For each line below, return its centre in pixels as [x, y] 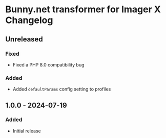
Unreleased [24, 39]
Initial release [27, 131]
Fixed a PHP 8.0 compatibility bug [48, 64]
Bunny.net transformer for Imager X [83, 9]
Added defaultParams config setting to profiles [62, 89]
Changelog [29, 20]
